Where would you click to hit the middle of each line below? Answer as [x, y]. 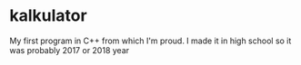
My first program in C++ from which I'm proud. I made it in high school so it [150, 41]
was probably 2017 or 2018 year [70, 50]
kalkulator [49, 16]
